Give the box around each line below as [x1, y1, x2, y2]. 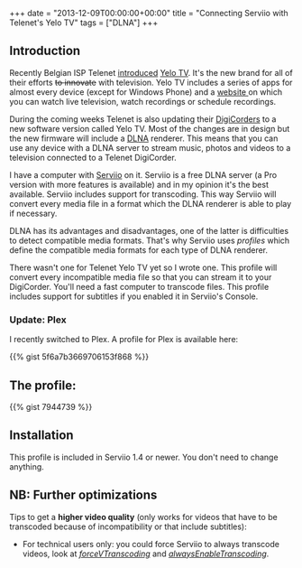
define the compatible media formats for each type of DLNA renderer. [9, 244, 269, 256]
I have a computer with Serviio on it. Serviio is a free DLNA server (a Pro [9, 169, 278, 180]
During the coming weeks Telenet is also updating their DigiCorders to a [9, 113, 277, 125]
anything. [9, 461, 45, 472]
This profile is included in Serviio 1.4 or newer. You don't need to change [9, 452, 279, 462]
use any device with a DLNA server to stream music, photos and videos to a [9, 142, 291, 153]
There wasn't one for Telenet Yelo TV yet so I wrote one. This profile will [9, 262, 278, 273]
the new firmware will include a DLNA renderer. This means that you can [9, 133, 279, 144]
